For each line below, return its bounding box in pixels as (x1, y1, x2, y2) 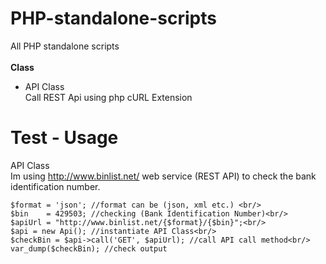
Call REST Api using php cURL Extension (24, 91, 193, 103)
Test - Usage (10, 127, 119, 149)
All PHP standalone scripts (10, 40, 120, 52)
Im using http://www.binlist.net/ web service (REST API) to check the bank (10, 170, 317, 182)
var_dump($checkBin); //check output (10, 243, 168, 254)
